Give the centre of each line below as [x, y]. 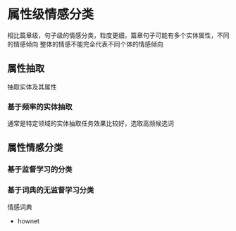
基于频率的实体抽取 [40, 106]
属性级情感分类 [51, 14]
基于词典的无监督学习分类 [51, 190]
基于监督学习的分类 [40, 170]
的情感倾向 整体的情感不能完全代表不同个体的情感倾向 [85, 44]
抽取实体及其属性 [32, 87]
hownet [29, 221]
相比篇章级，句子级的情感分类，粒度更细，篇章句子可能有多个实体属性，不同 [118, 35]
